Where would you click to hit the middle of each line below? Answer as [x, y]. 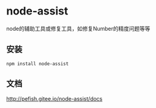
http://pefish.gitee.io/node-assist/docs [54, 98]
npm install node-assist [37, 64]
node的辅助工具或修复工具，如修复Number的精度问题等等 [78, 28]
